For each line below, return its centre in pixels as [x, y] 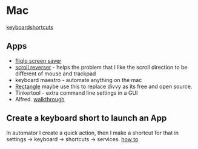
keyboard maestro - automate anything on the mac [78, 80]
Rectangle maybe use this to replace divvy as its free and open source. [104, 86]
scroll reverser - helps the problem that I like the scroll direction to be [101, 67]
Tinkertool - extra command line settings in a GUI [76, 93]
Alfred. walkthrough [40, 99]
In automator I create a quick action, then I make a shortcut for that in [93, 133]
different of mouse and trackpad [55, 74]
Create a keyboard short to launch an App [87, 118]
